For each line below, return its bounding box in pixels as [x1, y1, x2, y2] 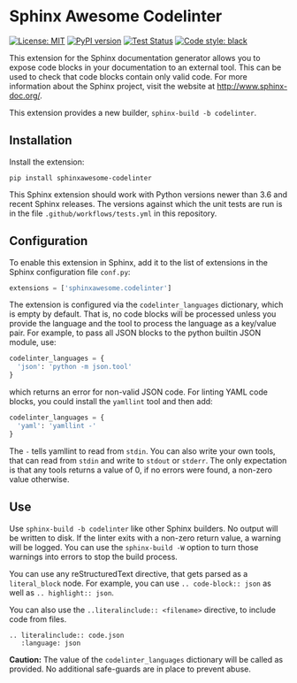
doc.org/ [9, 90, 41, 101]
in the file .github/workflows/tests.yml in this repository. [9, 208, 217, 219]
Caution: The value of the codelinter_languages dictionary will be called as [9, 654, 284, 664]
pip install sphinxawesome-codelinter [9, 173, 152, 182]
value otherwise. [9, 473, 70, 484]
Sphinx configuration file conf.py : [9, 266, 131, 277]
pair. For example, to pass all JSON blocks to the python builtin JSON [9, 327, 262, 338]
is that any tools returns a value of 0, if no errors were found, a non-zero [9, 464, 272, 475]
